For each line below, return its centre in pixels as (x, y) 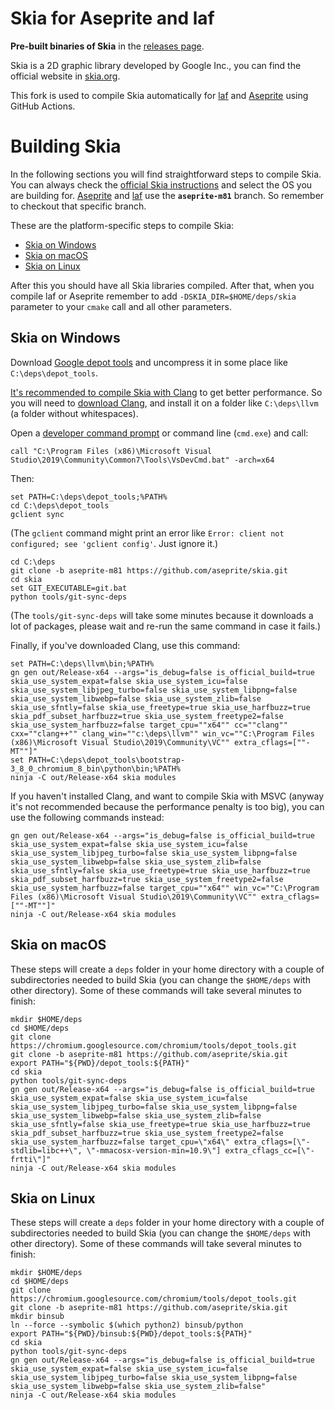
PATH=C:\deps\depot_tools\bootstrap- (107, 760)
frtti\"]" (31, 1159)
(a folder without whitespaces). (74, 413)
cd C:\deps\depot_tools (60, 505)
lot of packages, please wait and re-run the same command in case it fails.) (166, 626)
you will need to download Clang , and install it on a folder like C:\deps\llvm (164, 403)
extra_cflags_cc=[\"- (269, 1150)
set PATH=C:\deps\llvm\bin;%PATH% (82, 663)
